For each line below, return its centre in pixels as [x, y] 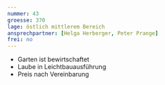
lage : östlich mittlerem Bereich [56, 26]
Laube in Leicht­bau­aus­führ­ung [62, 67]
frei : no [20, 40]
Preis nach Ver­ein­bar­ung [53, 75]
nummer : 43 [23, 14]
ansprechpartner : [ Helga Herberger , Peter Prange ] [83, 33]
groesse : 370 [26, 20]
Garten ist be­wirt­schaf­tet [53, 59]
